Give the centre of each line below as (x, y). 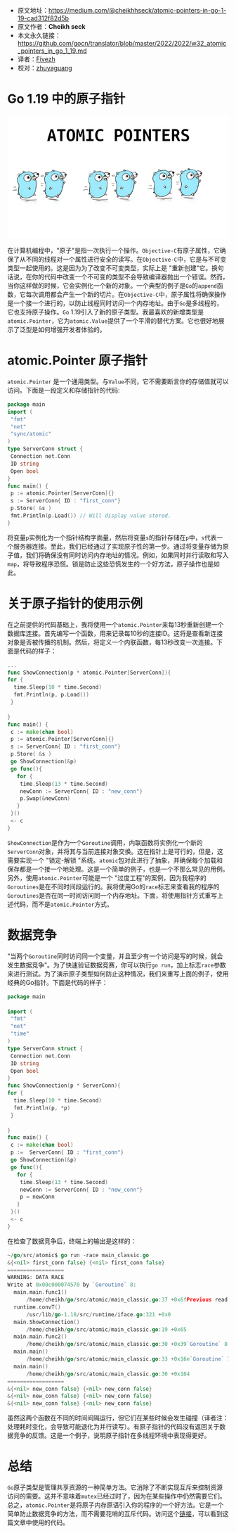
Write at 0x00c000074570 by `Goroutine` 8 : (72, 1285)
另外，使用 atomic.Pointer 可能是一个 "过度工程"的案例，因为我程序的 (107, 877)
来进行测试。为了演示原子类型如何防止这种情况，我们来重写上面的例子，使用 (118, 974)
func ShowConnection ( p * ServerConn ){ (64, 1086)
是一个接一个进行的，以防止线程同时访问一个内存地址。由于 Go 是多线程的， (115, 303)
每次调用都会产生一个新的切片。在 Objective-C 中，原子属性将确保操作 (126, 294)
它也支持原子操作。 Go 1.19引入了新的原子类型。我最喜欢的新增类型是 (106, 312)
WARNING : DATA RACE (36, 1278)
